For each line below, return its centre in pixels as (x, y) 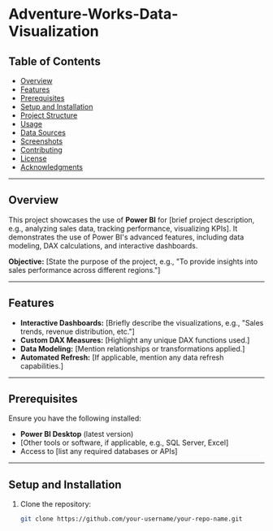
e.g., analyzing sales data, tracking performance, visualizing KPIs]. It (123, 228)
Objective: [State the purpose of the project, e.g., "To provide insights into (133, 261)
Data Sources (43, 132)
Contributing (41, 150)
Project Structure (49, 115)
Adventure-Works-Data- (93, 14)
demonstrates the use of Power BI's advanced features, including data (126, 237)
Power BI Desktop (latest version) (77, 434)
